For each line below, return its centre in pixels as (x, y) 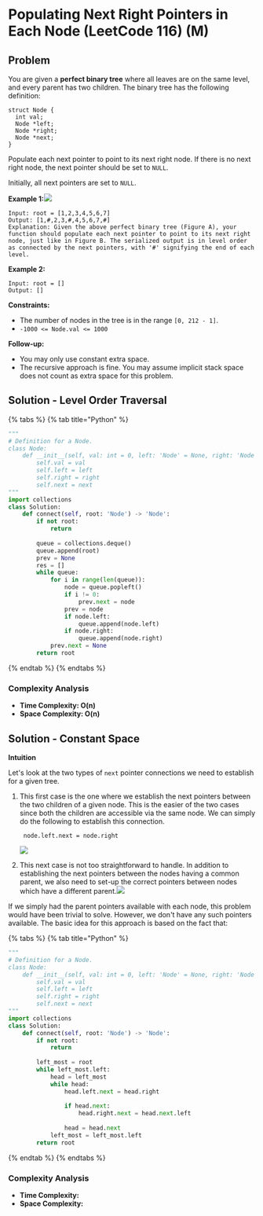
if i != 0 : (82, 595)
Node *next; (35, 138)
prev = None (56, 558)
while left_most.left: (73, 1070)
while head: (69, 1084)
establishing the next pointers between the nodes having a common (129, 873)
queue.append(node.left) (119, 624)
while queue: (58, 573)
